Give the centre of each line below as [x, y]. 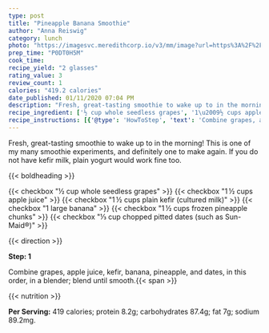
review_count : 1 [35, 83]
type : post [26, 16]
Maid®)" [22, 225]
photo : [19, 46]
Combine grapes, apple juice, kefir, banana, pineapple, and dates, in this [127, 272]
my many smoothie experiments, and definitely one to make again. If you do [133, 151]
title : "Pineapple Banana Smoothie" [69, 23]
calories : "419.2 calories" [55, 90]
